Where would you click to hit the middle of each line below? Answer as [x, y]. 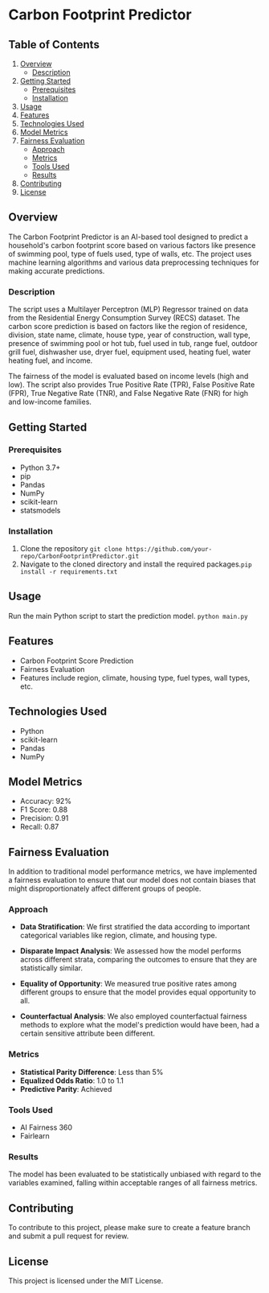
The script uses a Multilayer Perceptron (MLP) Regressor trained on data [128, 309]
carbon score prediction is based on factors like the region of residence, [128, 327]
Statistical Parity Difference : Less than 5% [92, 1072]
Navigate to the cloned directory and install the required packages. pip [136, 564]
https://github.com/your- [169, 550]
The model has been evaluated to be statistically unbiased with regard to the [135, 1174]
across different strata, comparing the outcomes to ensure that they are [138, 960]
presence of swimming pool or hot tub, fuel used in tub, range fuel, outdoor [133, 344]
